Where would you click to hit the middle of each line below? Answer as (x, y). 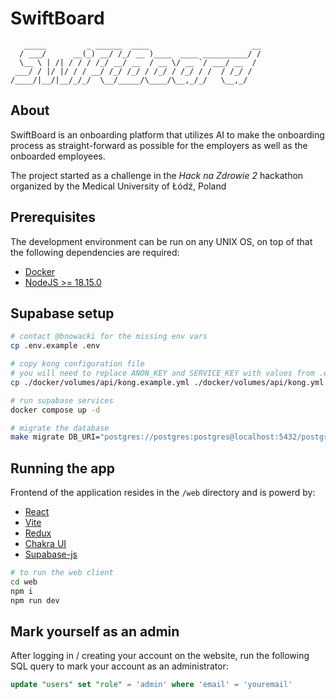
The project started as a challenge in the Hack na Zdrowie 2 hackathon (157, 175)
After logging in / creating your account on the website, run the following (160, 656)
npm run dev (35, 600)
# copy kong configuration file (77, 364)
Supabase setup (62, 313)
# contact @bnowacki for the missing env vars (109, 337)
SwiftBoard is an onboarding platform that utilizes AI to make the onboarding (167, 134)
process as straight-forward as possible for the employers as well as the (159, 145)
